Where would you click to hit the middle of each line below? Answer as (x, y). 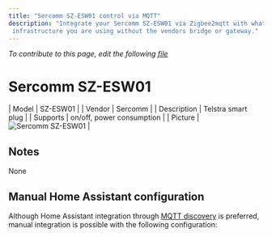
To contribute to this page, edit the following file (88, 54)
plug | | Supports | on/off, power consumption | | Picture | (104, 117)
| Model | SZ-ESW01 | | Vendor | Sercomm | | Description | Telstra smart (128, 109)
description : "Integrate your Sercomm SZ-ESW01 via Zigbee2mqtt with (128, 23)
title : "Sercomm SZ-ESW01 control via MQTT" (85, 16)
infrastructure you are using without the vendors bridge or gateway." (135, 31)
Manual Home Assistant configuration (106, 196)
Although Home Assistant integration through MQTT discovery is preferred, (134, 216)
